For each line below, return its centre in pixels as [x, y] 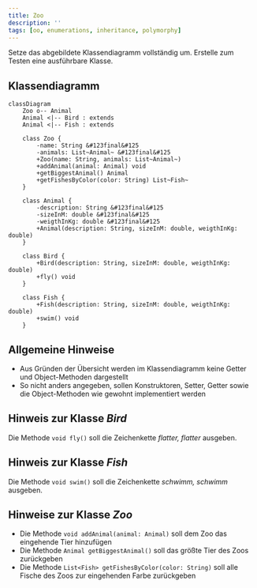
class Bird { [44, 256]
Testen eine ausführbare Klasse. [61, 61]
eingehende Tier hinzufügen [65, 542]
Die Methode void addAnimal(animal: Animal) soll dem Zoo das [123, 533]
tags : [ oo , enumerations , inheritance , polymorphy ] [95, 30]
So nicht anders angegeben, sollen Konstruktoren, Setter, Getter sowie [134, 385]
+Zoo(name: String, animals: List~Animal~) [109, 160]
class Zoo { [42, 139]
